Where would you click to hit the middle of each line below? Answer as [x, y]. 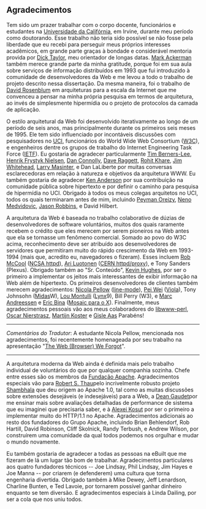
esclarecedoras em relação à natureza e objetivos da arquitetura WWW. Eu [101, 173]
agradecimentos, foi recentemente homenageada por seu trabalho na [94, 339]
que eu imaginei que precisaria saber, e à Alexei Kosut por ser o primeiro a [100, 409]
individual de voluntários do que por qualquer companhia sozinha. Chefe [98, 370]
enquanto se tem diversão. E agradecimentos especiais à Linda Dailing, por [101, 492]
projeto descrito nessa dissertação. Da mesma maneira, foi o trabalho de [98, 83]
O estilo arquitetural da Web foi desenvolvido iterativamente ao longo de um [102, 121]
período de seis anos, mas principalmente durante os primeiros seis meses [101, 127]
